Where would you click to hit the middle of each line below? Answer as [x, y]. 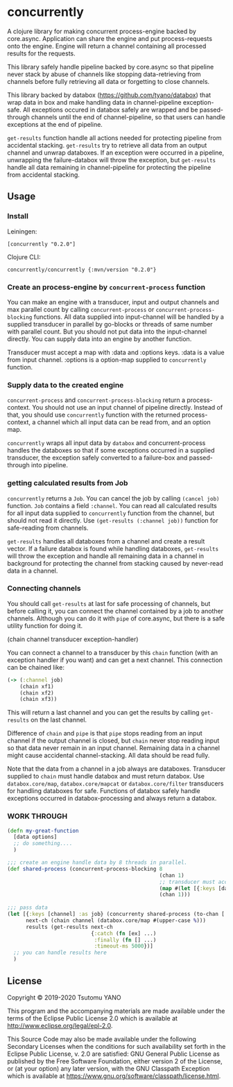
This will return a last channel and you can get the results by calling [103, 713]
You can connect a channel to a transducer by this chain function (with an [113, 652]
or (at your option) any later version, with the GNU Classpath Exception [109, 1068]
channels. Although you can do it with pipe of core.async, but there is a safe [116, 618]
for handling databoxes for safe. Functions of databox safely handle [104, 791]
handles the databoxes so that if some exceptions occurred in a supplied [111, 451]
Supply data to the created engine [66, 385]
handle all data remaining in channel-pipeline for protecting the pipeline [109, 167]
